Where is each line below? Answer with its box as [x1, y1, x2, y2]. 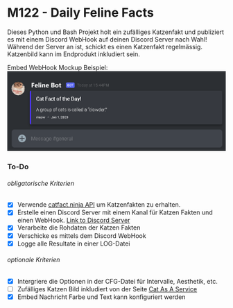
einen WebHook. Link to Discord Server [17, 216, 130, 225]
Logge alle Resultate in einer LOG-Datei [17, 239, 130, 248]
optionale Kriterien [7, 255, 60, 264]
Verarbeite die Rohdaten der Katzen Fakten [17, 223, 141, 232]
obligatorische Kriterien [7, 179, 75, 187]
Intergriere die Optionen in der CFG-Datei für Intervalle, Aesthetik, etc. [17, 277, 218, 285]
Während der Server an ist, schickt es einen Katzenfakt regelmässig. [7, 42, 203, 51]
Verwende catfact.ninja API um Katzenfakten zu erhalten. [17, 200, 181, 209]
